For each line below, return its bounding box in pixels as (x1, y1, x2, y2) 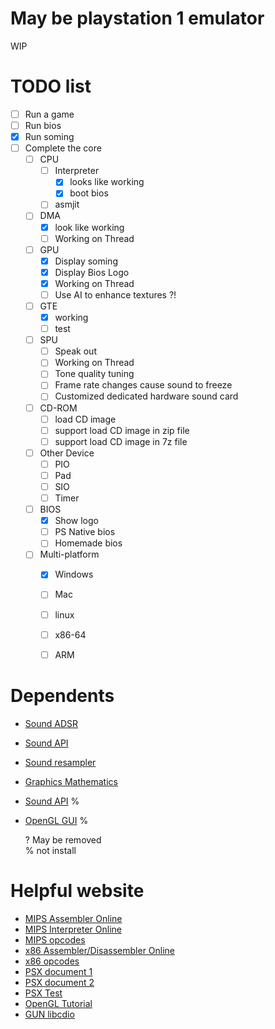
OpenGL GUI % (24, 814, 89, 826)
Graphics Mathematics (24, 775, 118, 787)
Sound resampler (24, 756, 97, 768)
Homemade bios (54, 537, 123, 549)
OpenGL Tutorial (24, 997, 93, 1009)
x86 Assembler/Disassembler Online (24, 944, 176, 956)
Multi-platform (39, 548, 100, 561)
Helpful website (10, 879, 145, 902)
